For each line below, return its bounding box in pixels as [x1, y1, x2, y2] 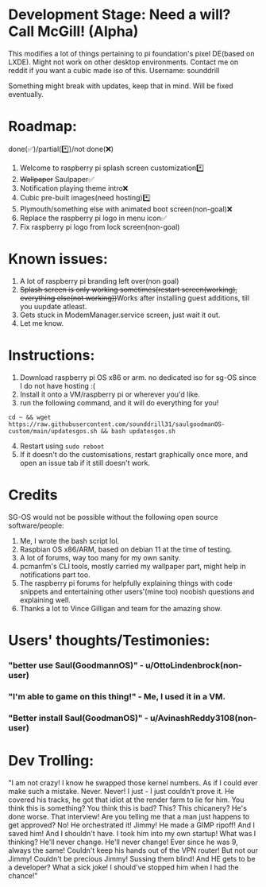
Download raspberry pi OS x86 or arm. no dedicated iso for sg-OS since [19, 372, 256, 382]
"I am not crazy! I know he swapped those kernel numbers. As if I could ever [8, 777, 258, 788]
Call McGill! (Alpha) [8, 22, 139, 41]
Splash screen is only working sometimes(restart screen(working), [19, 285, 238, 294]
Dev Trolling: [8, 751, 94, 769]
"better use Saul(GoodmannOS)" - [8, 660, 145, 671]
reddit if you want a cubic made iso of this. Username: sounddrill [8, 65, 220, 75]
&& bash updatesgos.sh [100, 427, 176, 435]
